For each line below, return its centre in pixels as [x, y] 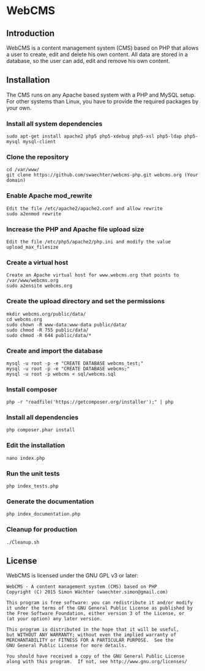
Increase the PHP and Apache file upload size [75, 229]
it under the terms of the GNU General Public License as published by [99, 608]
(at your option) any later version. [54, 619]
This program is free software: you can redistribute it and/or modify [99, 603]
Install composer [32, 389]
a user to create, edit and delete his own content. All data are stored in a [97, 54]
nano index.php [26, 458]
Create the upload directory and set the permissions [86, 302]
